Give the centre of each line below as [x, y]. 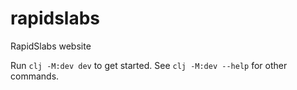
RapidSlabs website [51, 46]
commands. [35, 76]
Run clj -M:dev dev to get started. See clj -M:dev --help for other [149, 65]
